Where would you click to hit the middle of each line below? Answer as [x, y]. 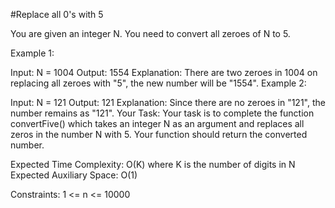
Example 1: [32, 53]
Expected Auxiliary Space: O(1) [74, 175]
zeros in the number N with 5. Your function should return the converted [159, 134]
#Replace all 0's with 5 [57, 14]
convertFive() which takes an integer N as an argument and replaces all [157, 123]
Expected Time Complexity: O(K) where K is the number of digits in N [153, 164]
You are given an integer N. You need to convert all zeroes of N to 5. [150, 33]
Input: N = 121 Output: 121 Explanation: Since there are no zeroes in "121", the [168, 102]
